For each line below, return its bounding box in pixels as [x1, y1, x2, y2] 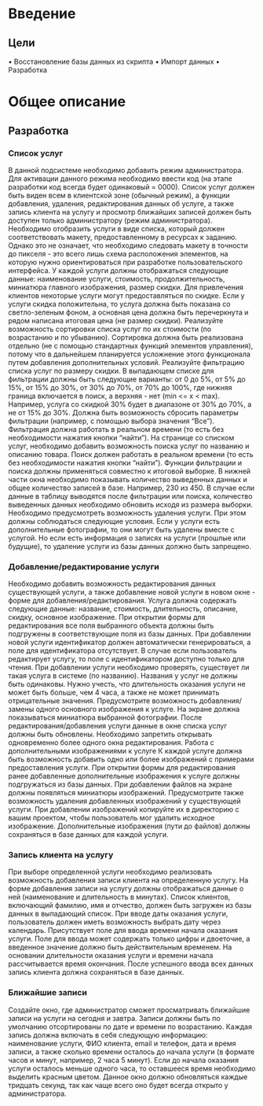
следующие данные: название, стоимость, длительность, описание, [8, 604, 238, 614]
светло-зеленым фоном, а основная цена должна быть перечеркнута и [8, 308, 249, 317]
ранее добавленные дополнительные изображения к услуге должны [8, 772, 240, 781]
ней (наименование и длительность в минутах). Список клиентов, [8, 892, 231, 901]
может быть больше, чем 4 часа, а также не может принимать [8, 688, 220, 697]
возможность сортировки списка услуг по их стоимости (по [8, 324, 212, 334]
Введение [8, 5, 76, 23]
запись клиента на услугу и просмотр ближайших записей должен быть [8, 207, 252, 216]
